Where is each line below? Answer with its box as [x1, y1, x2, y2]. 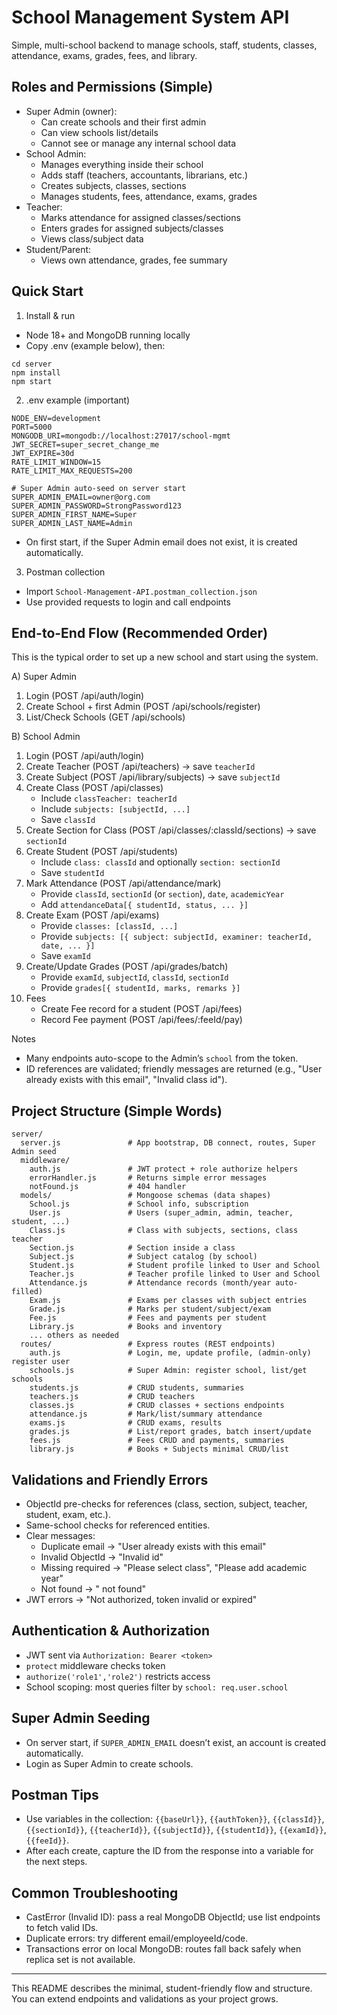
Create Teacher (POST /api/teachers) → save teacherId [25, 761, 256, 773]
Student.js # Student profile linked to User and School [29, 1261, 321, 1271]
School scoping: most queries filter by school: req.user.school [25, 1681, 289, 1693]
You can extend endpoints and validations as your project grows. [11, 1993, 279, 2005]
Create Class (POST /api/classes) [25, 782, 164, 794]
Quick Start [11, 283, 84, 300]
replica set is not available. [25, 1954, 136, 1966]
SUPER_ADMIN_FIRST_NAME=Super [11, 509, 138, 520]
